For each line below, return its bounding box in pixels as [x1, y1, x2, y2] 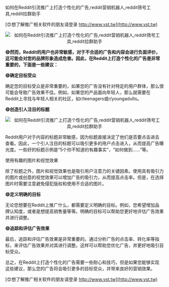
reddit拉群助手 [11, 11, 41, 17]
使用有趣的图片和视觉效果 [5, 158, 58, 163]
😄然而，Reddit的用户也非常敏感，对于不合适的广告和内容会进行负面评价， [5, 49, 160, 55]
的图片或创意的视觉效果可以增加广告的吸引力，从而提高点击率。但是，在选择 [5, 174, 164, 180]
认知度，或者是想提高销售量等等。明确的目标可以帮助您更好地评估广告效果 [9, 208, 164, 214]
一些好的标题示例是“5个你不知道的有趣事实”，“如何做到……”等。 [18, 147, 151, 153]
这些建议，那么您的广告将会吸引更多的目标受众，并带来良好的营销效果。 [5, 266, 155, 271]
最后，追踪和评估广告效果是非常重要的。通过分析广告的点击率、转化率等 [5, 236, 155, 242]
